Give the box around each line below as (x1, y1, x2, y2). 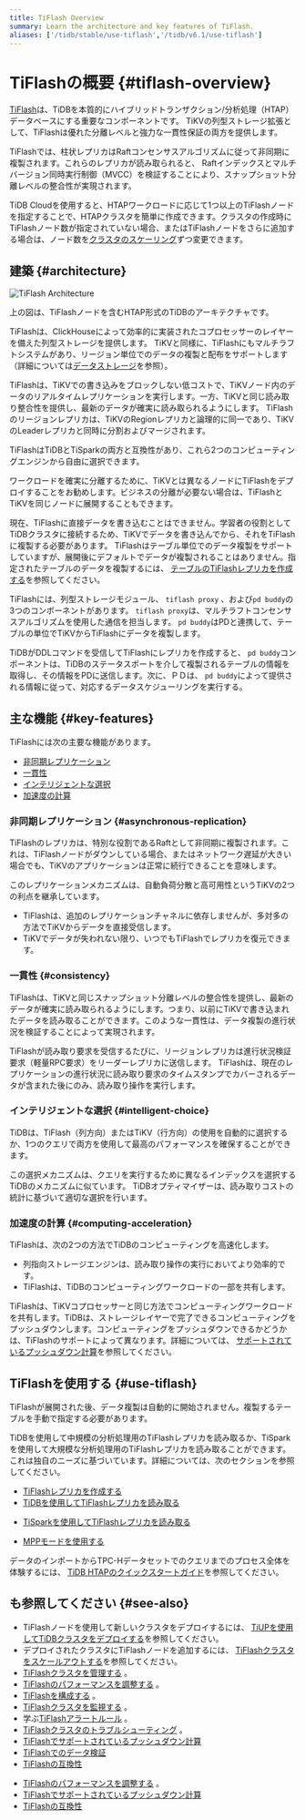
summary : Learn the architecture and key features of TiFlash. (9, 22, 255, 31)
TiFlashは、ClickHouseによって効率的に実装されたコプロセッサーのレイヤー (9, 326, 294, 337)
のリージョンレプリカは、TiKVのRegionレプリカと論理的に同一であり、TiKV (9, 414, 294, 424)
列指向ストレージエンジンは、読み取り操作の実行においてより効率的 (22, 1259, 278, 1270)
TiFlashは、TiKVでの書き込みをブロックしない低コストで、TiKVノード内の (9, 380, 289, 391)
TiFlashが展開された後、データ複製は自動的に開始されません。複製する (9, 1401, 276, 1412)
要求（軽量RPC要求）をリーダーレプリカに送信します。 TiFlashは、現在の (9, 1057, 286, 1068)
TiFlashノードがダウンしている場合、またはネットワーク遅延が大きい (33, 849, 292, 860)
